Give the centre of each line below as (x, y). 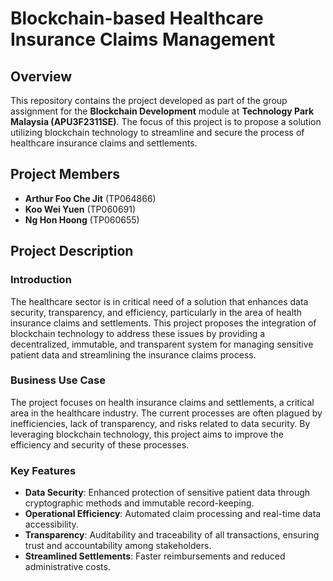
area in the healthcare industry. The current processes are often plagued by (166, 413)
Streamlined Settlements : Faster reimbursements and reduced (155, 556)
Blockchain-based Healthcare (137, 18)
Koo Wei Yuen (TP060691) (80, 209)
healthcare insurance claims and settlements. (104, 143)
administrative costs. (67, 567)
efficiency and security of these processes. (100, 444)
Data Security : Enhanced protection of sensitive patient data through (167, 493)
